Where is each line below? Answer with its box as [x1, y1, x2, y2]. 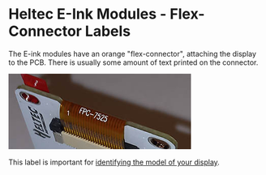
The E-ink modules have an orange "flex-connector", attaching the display [8, 49, 257, 58]
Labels [84, 22, 131, 41]
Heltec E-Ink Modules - [8, 5, 167, 23]
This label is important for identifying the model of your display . [8, 157, 221, 167]
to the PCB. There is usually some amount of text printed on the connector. [8, 58, 259, 67]
